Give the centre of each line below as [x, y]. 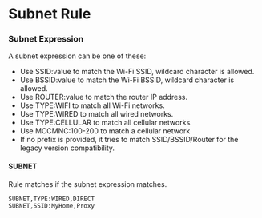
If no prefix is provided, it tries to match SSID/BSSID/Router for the [129, 140]
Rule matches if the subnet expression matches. [88, 184]
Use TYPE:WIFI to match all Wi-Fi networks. [93, 105]
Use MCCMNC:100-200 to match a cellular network [105, 131]
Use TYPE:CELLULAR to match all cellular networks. [106, 123]
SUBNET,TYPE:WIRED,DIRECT [51, 199]
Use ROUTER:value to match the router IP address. [104, 97]
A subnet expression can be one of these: [77, 56]
